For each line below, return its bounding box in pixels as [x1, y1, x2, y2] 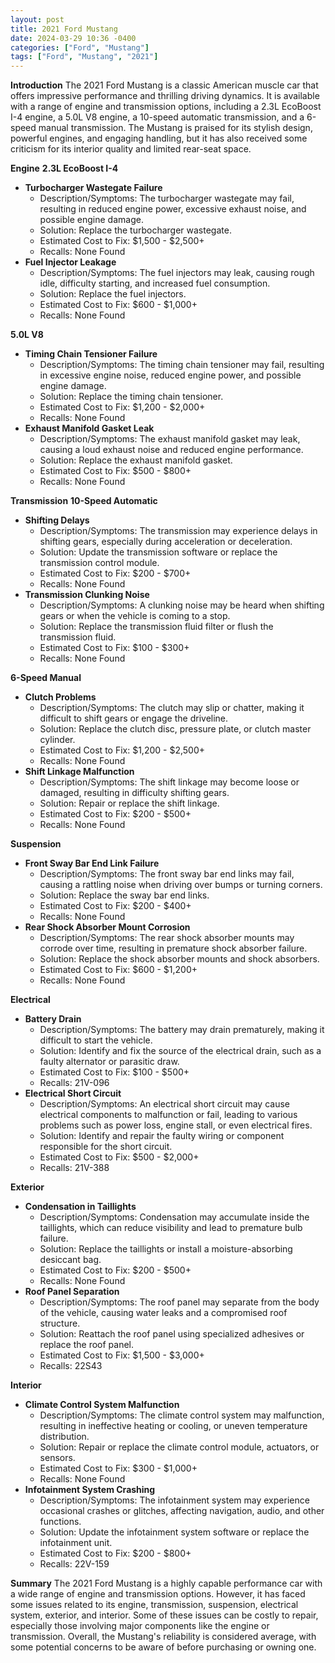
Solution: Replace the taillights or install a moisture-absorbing [39, 1243, 293, 1255]
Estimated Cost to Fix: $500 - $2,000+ [39, 1151, 200, 1163]
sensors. [39, 1452, 76, 1464]
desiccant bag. [39, 1254, 102, 1266]
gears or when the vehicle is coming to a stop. [39, 610, 231, 622]
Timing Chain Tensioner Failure [24, 348, 158, 360]
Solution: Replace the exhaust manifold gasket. [39, 454, 233, 466]
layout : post [10, 14, 65, 25]
